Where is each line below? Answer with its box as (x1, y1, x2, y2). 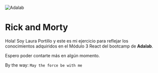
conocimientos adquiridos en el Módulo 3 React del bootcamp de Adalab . (5, 43, 154, 49)
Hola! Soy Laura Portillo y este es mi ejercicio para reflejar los (5, 38, 128, 44)
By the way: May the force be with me (5, 62, 82, 68)
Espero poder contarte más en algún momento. (5, 52, 100, 58)
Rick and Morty (5, 22, 68, 33)
